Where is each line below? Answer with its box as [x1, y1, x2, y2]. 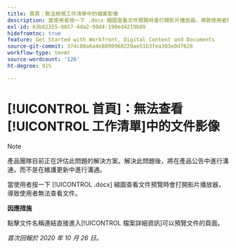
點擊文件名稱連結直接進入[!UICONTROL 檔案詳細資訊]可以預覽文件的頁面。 [7, 219, 224, 227]
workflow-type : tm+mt [7, 50, 71, 57]
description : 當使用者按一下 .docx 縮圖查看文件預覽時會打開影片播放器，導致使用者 [7, 17, 227, 24]
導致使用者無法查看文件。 [7, 188, 81, 197]
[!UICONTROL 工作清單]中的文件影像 [7, 118, 220, 134]
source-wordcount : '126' [7, 56, 80, 63]
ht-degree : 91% [7, 62, 52, 69]
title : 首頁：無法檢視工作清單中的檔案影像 [7, 10, 119, 18]
